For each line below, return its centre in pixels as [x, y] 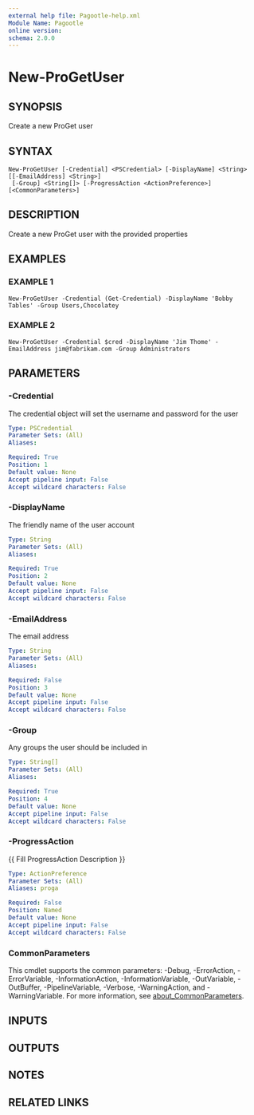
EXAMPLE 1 [31, 282]
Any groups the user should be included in [78, 748]
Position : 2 [28, 576]
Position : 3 [28, 687]
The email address [39, 636]
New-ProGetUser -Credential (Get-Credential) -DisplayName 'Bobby [121, 299]
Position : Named [35, 911]
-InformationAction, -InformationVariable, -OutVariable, [146, 979]
